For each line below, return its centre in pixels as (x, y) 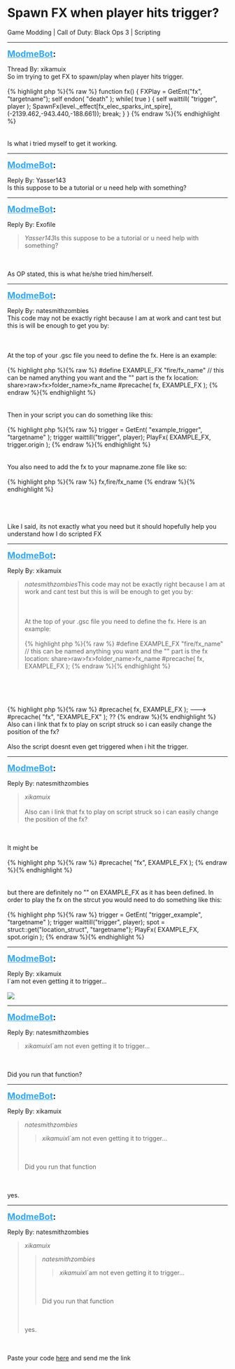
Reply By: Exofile (31, 224)
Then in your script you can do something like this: (80, 415)
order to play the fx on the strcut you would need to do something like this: (115, 899)
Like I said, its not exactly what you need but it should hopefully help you (112, 526)
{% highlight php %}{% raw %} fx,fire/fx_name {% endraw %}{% (101, 482)
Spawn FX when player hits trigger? (113, 13)
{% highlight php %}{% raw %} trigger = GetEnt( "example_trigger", (105, 429)
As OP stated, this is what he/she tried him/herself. (80, 274)
